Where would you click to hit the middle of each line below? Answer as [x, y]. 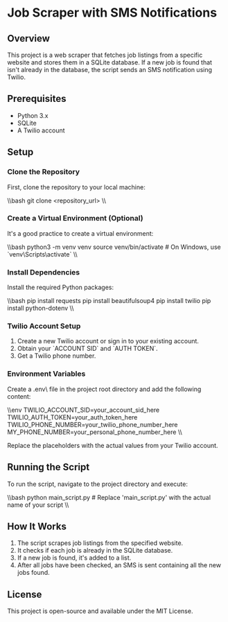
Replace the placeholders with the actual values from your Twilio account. [113, 445]
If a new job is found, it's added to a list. [74, 558]
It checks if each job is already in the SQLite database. [95, 551]
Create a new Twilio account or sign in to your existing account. [108, 341]
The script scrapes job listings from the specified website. [100, 543]
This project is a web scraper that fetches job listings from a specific [105, 55]
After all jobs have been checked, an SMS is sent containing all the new [119, 565]
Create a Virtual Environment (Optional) [75, 218]
